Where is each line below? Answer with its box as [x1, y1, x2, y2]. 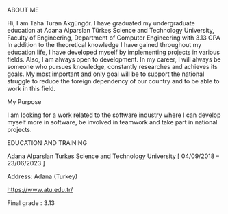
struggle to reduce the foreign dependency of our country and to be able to [7, 77, 220, 85]
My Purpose [7, 98, 42, 105]
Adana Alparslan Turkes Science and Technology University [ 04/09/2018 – [7, 152, 220, 160]
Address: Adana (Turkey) [7, 172, 78, 180]
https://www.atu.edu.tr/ [7, 186, 73, 193]
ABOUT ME [7, 6, 39, 14]
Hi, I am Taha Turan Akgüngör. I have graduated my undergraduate [7, 19, 195, 27]
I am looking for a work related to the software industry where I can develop [7, 111, 221, 119]
